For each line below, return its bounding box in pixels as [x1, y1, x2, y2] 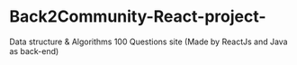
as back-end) [9, 45, 59, 56]
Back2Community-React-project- [9, 6, 267, 27]
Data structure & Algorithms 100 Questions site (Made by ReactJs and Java [9, 36, 288, 47]
